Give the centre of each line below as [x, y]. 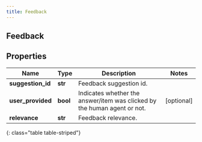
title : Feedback [26, 12]
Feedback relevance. [107, 117]
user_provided [31, 101]
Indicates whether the [109, 93]
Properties [26, 57]
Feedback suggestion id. [113, 83]
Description [119, 73]
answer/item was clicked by [117, 101]
